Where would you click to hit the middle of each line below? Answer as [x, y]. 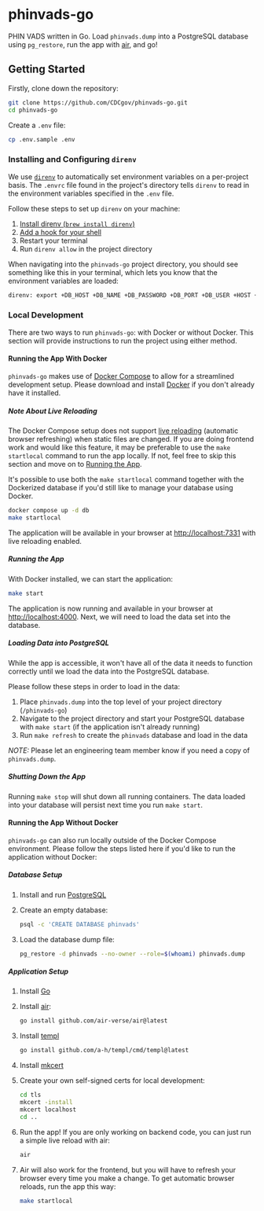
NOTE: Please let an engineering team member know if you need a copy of [129, 750]
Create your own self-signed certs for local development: [112, 1081]
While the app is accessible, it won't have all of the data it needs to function [130, 662]
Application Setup [38, 971]
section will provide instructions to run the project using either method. [123, 340]
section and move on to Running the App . [75, 464]
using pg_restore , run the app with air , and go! [83, 44]
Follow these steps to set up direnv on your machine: [94, 208]
